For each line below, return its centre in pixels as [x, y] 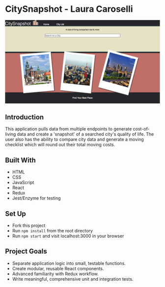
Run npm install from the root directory [53, 231]
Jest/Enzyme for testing [36, 198]
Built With [20, 160]
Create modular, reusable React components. [58, 268]
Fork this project [29, 225]
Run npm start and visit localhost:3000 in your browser [68, 236]
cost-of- [141, 129]
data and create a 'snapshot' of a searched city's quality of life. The [85, 134]
